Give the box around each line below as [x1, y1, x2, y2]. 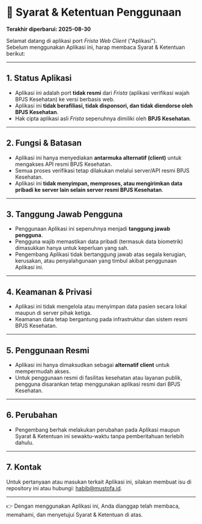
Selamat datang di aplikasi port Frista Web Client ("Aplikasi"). [6, 37, 158, 44]
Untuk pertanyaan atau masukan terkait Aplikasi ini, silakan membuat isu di [6, 478, 192, 485]
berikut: [6, 50, 26, 57]
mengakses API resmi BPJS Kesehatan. [14, 160, 112, 168]
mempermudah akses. [14, 368, 71, 375]
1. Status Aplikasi [6, 73, 72, 83]
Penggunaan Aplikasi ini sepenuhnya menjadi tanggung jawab [14, 225, 170, 232]
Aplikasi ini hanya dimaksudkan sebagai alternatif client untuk [14, 362, 170, 368]
